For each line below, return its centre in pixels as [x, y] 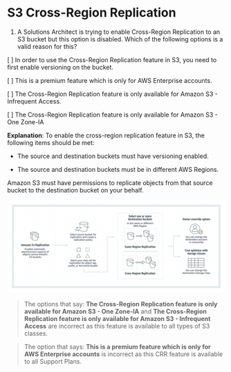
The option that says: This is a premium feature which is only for [117, 346]
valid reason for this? [47, 46]
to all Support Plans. [53, 361]
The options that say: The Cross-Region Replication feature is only [121, 304]
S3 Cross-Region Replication [92, 13]
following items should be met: [51, 142]
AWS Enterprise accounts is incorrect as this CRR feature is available [123, 354]
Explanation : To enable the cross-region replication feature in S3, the [106, 135]
